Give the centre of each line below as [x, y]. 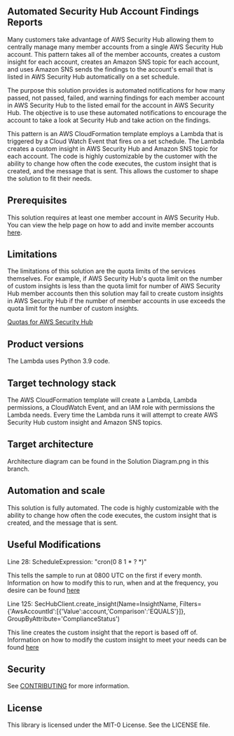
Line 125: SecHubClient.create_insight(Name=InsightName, [93, 603]
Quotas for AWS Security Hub [50, 322]
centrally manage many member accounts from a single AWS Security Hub [115, 47]
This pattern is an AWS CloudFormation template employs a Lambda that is [115, 133]
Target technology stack [62, 383]
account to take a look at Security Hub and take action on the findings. [109, 120]
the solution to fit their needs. [50, 178]
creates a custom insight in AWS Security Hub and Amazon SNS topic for [113, 148]
